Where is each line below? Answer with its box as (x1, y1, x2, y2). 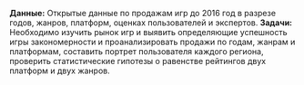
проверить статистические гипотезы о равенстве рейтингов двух (9, 56, 267, 66)
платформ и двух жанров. (9, 65, 111, 76)
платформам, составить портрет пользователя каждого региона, (9, 46, 264, 57)
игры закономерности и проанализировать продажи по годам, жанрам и (9, 36, 296, 47)
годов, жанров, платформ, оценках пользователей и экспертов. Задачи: (9, 17, 293, 28)
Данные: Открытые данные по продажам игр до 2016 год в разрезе (9, 8, 276, 18)
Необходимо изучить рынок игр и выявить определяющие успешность (9, 27, 289, 37)
